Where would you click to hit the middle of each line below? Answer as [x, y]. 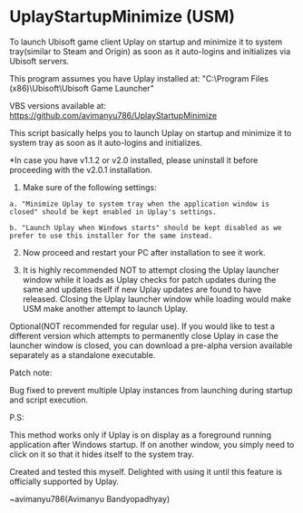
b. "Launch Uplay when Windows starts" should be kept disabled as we [146, 227]
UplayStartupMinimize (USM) [122, 17]
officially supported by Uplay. [64, 481]
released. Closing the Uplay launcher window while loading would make [157, 299]
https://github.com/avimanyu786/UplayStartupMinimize [113, 115]
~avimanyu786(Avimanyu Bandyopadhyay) [90, 498]
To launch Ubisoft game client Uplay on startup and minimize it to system [146, 42]
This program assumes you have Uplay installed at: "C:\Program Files [139, 78]
